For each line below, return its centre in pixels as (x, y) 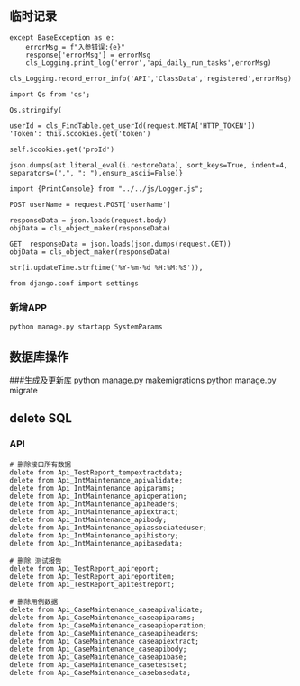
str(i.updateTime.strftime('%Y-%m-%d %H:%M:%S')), (106, 267)
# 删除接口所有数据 (41, 465)
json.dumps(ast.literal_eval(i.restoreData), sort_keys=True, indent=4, (149, 165)
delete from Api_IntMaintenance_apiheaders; (94, 504)
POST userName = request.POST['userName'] (90, 204)
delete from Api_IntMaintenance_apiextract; (94, 511)
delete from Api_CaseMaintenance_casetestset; (98, 664)
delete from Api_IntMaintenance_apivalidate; (96, 480)
